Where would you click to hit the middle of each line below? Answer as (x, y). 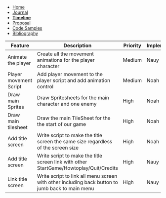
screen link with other (62, 162)
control (45, 87)
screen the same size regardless (75, 141)
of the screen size (58, 148)
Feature (20, 45)
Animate (17, 57)
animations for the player (66, 60)
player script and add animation (73, 80)
